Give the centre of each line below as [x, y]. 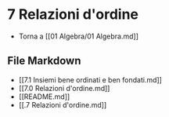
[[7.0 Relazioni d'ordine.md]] [64, 88]
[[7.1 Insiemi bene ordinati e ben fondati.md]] [90, 79]
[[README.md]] [44, 97]
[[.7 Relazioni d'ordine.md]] [63, 104]
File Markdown [44, 61]
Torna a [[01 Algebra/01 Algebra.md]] [78, 36]
